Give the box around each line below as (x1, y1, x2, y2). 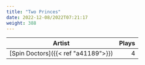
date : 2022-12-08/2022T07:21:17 (6, 14, 88, 20)
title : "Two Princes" (6, 8, 61, 15)
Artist (52, 39, 70, 48)
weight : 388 (6, 20, 36, 26)
